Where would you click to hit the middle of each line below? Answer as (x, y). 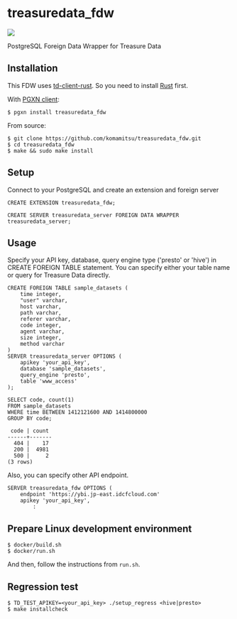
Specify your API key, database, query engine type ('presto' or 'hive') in (112, 260)
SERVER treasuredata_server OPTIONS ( (65, 356)
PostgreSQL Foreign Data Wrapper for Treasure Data (84, 46)
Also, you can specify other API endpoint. (68, 475)
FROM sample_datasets (39, 406)
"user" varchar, (44, 301)
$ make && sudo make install (50, 150)
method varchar (43, 344)
